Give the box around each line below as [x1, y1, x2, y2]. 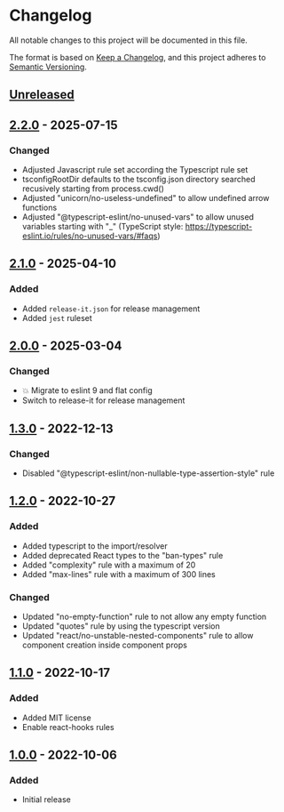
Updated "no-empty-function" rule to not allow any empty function [21, 611, 267, 623]
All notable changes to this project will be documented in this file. [9, 35, 248, 45]
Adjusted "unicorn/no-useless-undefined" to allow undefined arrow [21, 193, 270, 204]
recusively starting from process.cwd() [21, 183, 164, 194]
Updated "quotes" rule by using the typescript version [21, 621, 220, 631]
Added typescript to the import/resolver [21, 540, 168, 551]
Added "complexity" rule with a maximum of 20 [21, 559, 196, 570]
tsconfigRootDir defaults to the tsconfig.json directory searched [21, 174, 256, 185]
